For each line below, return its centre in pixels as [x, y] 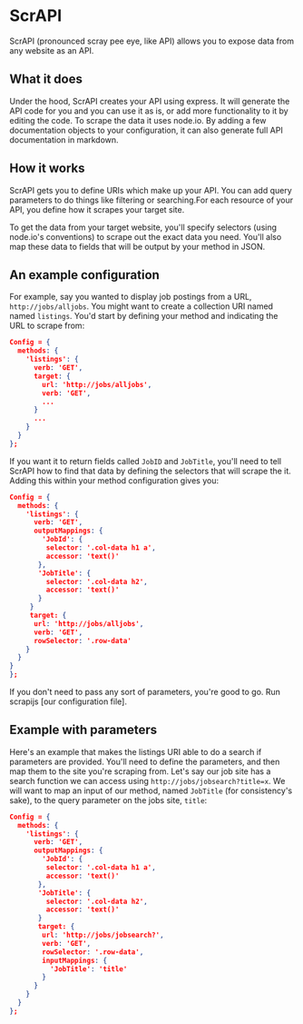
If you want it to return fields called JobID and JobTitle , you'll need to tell [146, 461]
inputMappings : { [74, 960]
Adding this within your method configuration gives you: [114, 480]
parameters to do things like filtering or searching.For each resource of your [151, 200]
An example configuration [85, 275]
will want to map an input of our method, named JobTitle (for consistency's [151, 790]
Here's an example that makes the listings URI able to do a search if [136, 751]
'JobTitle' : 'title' [88, 969]
